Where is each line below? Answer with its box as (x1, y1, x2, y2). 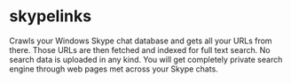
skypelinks (9, 6, 91, 26)
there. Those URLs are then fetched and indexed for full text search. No (9, 44, 271, 55)
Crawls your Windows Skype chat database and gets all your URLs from (9, 35, 272, 46)
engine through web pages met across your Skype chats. (9, 64, 219, 74)
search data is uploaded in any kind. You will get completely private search (9, 54, 283, 64)
